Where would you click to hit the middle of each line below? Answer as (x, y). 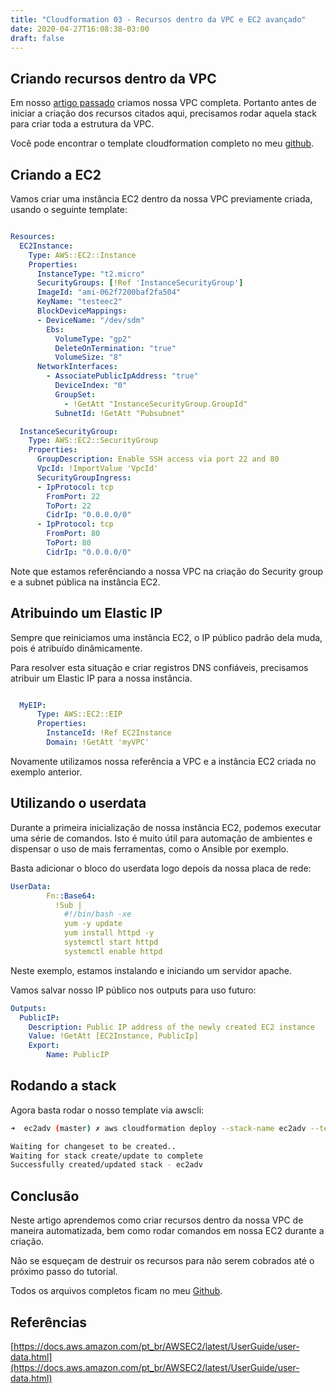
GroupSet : (75, 394)
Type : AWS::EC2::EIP (79, 714)
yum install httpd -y (109, 933)
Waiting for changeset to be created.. (93, 1146)
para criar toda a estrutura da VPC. (82, 124)
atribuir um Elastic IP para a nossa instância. (101, 678)
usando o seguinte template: (69, 209)
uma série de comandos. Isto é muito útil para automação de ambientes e (161, 838)
